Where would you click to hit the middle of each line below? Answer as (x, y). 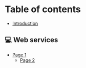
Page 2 (27, 60)
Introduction (25, 23)
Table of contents (43, 9)
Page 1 (19, 55)
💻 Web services (31, 40)
